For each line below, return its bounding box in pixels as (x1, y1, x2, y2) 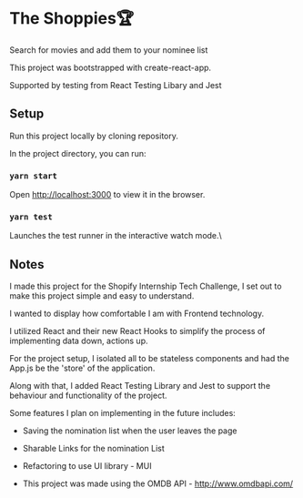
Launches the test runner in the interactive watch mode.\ (9, 230, 223, 241)
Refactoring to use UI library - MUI (22, 461, 152, 472)
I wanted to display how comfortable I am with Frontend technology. (9, 308, 265, 320)
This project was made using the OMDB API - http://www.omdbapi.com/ (22, 478, 294, 489)
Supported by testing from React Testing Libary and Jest (9, 79, 222, 90)
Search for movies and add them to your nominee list (9, 44, 208, 56)
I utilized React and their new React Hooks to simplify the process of (9, 326, 266, 337)
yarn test (9, 211, 53, 222)
